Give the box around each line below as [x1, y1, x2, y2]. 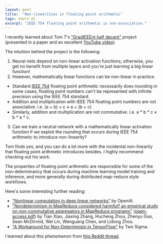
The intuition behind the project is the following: [5, 49, 101, 55]
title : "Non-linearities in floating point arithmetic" [5, 12, 123, 17]
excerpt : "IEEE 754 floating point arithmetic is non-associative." [5, 20, 147, 26]
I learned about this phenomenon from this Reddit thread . [5, 233, 120, 239]
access [12, 213, 27, 220]
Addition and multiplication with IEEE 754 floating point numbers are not [12, 99, 157, 105]
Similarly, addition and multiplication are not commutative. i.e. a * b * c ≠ [12, 109, 157, 115]
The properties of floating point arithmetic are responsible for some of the [5, 163, 153, 169]
